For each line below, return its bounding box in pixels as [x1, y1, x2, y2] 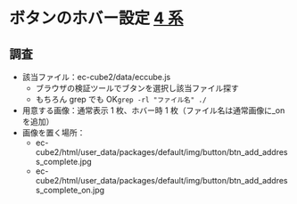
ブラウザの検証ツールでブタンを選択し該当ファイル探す [35, 83, 239, 94]
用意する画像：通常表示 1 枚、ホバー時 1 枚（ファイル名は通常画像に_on [21, 105, 285, 116]
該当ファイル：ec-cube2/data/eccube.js [21, 72, 171, 82]
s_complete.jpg [35, 157, 92, 167]
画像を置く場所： [21, 127, 86, 138]
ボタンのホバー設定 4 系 [9, 8, 185, 29]
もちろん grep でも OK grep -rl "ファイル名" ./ [35, 94, 207, 104]
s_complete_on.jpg [35, 184, 105, 195]
